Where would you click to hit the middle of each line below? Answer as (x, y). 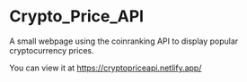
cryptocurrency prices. (52, 50)
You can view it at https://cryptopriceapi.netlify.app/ (106, 68)
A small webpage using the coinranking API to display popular (124, 41)
